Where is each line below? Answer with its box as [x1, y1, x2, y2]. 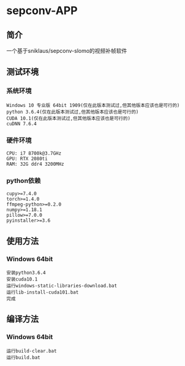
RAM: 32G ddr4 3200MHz [6, 161, 64, 167]
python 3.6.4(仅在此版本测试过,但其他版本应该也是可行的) [6, 109, 139, 115]
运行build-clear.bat [6, 348, 57, 354]
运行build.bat [6, 354, 41, 360]
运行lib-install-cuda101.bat [6, 289, 79, 295]
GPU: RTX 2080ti [6, 155, 48, 162]
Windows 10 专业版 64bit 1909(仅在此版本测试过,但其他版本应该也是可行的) [6, 102, 180, 108]
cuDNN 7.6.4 [6, 120, 37, 127]
